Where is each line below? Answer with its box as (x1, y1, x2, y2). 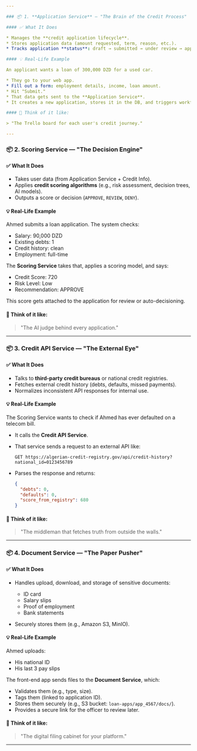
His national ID (14, 658, 50, 665)
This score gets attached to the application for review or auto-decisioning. (6, 297, 186, 305)
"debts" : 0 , (20, 486, 49, 492)
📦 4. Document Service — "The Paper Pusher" (6, 549, 143, 557)
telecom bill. (6, 420, 36, 427)
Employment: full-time (14, 251, 69, 258)
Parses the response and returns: (14, 470, 96, 477)
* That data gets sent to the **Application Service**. (6, 94, 145, 100)
